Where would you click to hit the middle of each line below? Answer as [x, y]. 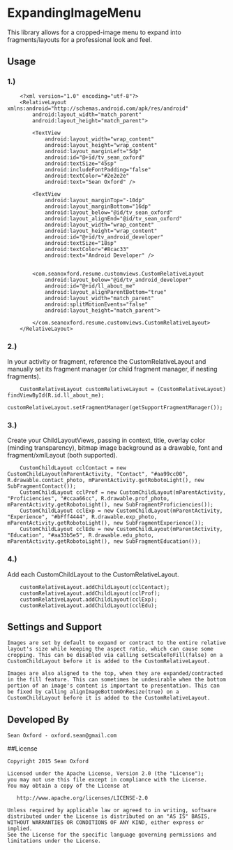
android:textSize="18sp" [81, 243]
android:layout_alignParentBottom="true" [106, 292]
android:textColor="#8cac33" [87, 249]
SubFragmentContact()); [42, 487]
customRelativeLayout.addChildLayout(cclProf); [90, 593]
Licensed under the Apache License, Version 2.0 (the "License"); [106, 774]
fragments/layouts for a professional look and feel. [80, 39]
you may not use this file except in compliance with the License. [107, 780]
